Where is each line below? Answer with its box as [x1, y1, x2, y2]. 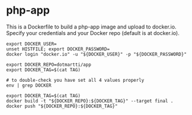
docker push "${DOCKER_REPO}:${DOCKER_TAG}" [6, 103, 118, 109]
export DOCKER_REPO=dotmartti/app [6, 62, 92, 68]
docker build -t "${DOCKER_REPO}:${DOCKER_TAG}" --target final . [6, 98, 174, 104]
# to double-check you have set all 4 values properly [6, 77, 145, 83]
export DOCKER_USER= [6, 41, 57, 47]
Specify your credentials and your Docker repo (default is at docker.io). [6, 29, 180, 36]
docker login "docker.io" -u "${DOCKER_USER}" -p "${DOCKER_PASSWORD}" [6, 51, 187, 57]
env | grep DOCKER [6, 82, 52, 88]
